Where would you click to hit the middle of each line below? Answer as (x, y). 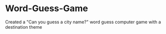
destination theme (24, 27)
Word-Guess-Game (47, 8)
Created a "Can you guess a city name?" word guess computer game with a (83, 22)
